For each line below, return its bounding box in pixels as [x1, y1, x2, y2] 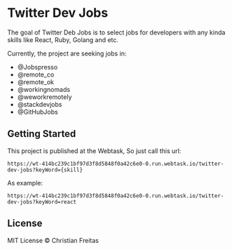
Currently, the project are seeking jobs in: [7, 49, 127, 58]
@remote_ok [17, 77, 55, 86]
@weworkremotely [17, 93, 72, 101]
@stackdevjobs [17, 100, 62, 108]
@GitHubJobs [17, 107, 58, 116]
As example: [7, 178, 43, 187]
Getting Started [7, 128, 76, 140]
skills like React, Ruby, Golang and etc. [7, 35, 119, 44]
